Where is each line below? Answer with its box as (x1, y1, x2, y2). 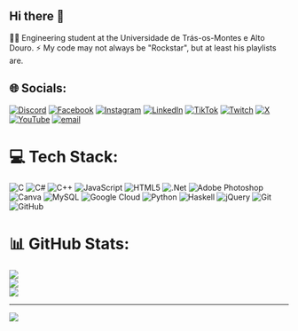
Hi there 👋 (9, 9, 65, 24)
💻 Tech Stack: (9, 146, 119, 167)
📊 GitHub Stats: (9, 233, 130, 254)
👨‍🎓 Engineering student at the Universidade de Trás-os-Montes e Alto (9, 32, 265, 43)
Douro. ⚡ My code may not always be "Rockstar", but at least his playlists (9, 42, 277, 53)
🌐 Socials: (9, 81, 67, 96)
